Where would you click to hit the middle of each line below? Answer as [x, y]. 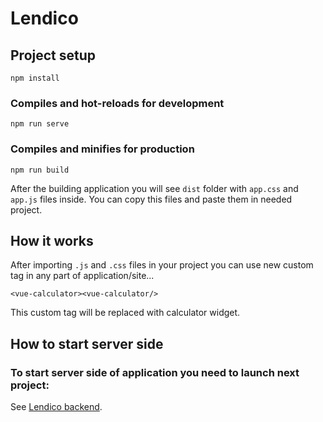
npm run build [40, 170]
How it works [52, 240]
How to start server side [87, 343]
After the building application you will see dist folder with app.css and [154, 188]
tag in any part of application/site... [82, 276]
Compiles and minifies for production [102, 149]
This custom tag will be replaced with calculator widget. [125, 313]
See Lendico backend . [56, 407]
